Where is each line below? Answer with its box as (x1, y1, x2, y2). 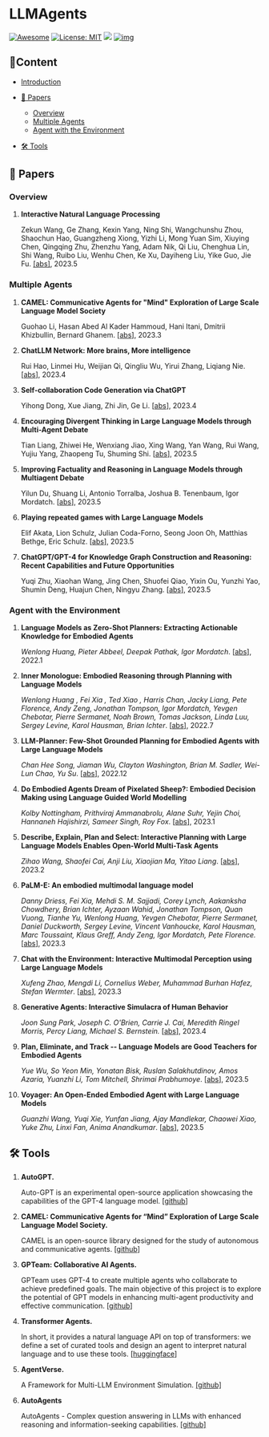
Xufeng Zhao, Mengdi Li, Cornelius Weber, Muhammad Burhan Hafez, (20, 978, 253, 988)
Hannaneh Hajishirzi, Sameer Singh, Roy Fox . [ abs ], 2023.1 (20, 817, 215, 827)
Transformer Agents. (20, 1316, 93, 1326)
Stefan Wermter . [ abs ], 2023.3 (20, 987, 122, 997)
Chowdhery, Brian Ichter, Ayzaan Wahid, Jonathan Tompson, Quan (20, 905, 243, 914)
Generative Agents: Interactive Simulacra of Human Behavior (20, 1002, 229, 1012)
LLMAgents (9, 5, 87, 23)
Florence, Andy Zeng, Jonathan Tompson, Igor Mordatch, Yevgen (20, 703, 239, 714)
